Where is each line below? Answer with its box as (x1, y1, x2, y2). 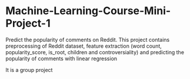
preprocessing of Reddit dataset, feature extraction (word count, (5, 42, 162, 50)
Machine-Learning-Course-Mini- (5, 4, 171, 18)
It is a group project (5, 66, 53, 73)
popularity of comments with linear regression (5, 55, 118, 62)
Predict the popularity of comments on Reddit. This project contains (5, 36, 170, 43)
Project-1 (5, 17, 51, 30)
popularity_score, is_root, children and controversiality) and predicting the (5, 48, 185, 55)
